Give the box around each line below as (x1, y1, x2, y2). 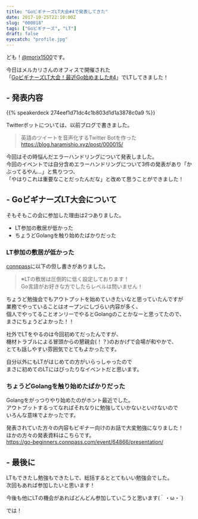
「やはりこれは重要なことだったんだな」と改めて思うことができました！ (6, 175, 184, 183)
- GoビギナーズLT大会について (6, 194, 117, 205)
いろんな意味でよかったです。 (6, 412, 79, 419)
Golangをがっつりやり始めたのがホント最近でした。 (6, 397, 134, 404)
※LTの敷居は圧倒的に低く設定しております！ (20, 275, 129, 282)
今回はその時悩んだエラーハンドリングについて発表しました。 (6, 153, 158, 160)
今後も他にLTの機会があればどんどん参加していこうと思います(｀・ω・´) (6, 495, 184, 502)
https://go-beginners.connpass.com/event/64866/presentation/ (6, 438, 164, 446)
